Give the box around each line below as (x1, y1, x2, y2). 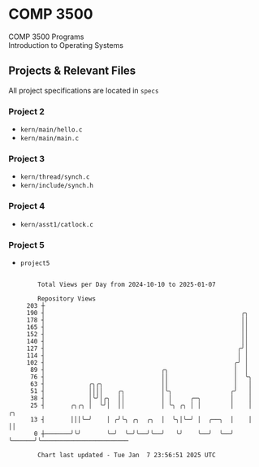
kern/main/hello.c (19, 126, 83, 134)
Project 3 (8, 153, 45, 164)
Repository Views (37, 294, 96, 303)
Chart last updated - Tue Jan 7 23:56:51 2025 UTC (37, 451, 217, 459)
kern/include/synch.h (19, 182, 93, 190)
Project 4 (8, 201, 45, 212)
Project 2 (8, 106, 45, 117)
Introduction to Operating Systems (8, 40, 124, 50)
